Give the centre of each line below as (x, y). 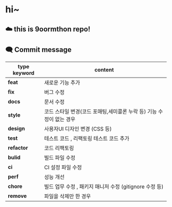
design (16, 128)
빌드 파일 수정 (60, 158)
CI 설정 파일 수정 (63, 167)
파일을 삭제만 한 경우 (68, 196)
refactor (18, 148)
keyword (24, 73)
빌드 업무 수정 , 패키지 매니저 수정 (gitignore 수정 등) (104, 187)
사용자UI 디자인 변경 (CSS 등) (78, 129)
